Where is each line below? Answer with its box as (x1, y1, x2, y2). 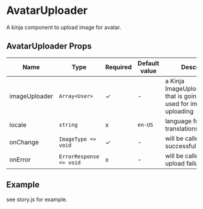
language (165, 117, 192, 125)
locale (9, 120, 27, 129)
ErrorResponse (59, 153, 100, 160)
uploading (165, 107, 194, 115)
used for (165, 99, 189, 108)
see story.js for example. (6, 196, 68, 203)
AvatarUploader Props (6, 41, 92, 51)
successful (165, 141, 196, 150)
